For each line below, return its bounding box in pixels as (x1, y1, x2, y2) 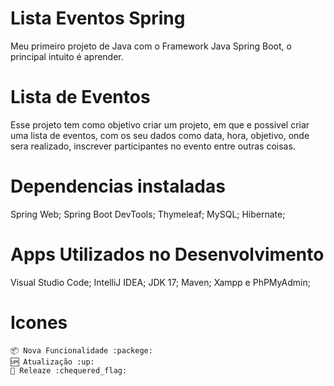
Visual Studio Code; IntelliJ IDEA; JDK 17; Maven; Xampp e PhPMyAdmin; (10, 276, 311, 288)
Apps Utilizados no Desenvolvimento (10, 243, 325, 266)
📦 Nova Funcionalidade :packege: (10, 345, 153, 356)
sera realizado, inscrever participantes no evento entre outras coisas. (10, 140, 296, 152)
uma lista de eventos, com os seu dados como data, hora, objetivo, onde (10, 129, 310, 141)
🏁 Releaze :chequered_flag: (10, 365, 128, 376)
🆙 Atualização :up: (10, 357, 95, 367)
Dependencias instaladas (10, 175, 226, 198)
